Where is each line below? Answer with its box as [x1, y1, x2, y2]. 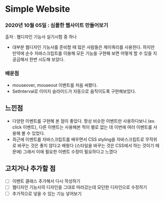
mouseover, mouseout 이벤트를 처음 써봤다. [12, 82, 98, 88]
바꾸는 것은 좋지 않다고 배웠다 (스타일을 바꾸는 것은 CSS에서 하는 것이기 [17, 142, 154, 148]
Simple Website [5, 3, 70, 15]
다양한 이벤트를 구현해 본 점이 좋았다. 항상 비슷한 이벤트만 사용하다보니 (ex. [12, 118, 156, 124]
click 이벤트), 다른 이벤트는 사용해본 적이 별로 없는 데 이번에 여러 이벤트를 [12, 124, 153, 130]
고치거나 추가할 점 [5, 164, 56, 173]
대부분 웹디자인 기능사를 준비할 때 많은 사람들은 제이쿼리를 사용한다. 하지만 [12, 44, 155, 50]
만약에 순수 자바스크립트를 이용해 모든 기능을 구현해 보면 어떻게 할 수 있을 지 [12, 50, 158, 56]
